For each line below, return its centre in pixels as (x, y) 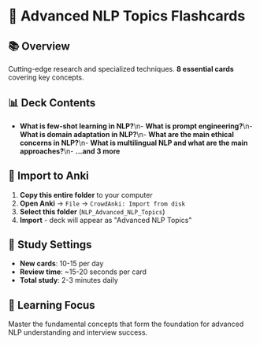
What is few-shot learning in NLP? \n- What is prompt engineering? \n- (136, 126)
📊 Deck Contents (52, 103)
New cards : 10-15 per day (61, 264)
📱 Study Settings (50, 245)
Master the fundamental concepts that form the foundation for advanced (126, 324)
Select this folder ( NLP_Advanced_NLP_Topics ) (92, 211)
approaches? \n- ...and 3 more (70, 151)
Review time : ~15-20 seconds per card (83, 272)
